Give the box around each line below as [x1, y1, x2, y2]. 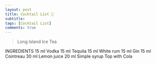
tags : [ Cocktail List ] [5, 21, 52, 26]
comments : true [5, 25, 36, 30]
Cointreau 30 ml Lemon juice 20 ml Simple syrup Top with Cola [5, 53, 132, 59]
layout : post [5, 7, 32, 12]
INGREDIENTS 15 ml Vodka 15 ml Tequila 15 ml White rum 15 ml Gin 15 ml [5, 48, 151, 54]
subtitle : [5, 16, 26, 21]
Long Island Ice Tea [17, 39, 57, 44]
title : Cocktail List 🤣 [5, 12, 54, 17]
